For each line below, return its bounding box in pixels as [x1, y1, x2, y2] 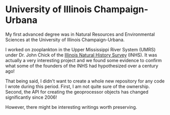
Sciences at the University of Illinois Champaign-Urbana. [5, 37, 125, 43]
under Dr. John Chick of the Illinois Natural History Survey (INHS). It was [5, 52, 157, 58]
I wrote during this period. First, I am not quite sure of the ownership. [5, 83, 150, 90]
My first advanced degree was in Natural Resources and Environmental [5, 31, 155, 37]
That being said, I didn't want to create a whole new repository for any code [5, 78, 165, 84]
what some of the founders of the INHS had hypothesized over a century [5, 63, 158, 69]
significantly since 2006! [5, 94, 57, 100]
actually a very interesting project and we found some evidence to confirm [5, 57, 162, 63]
